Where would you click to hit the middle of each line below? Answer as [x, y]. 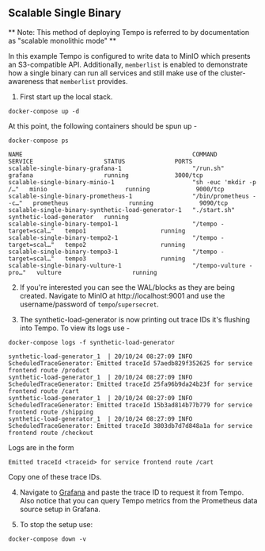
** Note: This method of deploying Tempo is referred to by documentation [129, 32]
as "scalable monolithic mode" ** [62, 40]
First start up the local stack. [66, 96]
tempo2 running [125, 245]
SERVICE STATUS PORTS [100, 161]
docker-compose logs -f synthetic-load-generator [92, 342]
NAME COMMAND [113, 154]
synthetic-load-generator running [68, 217]
